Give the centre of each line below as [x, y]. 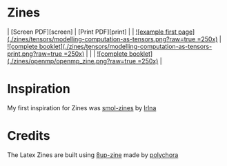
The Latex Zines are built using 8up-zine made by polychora [93, 155]
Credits [29, 136]
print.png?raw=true [34, 54]
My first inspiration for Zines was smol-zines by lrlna [82, 107]
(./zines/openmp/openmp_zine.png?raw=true [72, 61]
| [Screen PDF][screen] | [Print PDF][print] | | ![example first [92, 32]
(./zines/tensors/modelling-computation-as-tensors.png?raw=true [101, 39]
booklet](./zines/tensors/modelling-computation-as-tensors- [126, 46]
